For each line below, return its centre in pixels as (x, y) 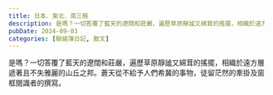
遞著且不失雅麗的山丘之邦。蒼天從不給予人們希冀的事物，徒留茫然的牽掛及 (133, 73)
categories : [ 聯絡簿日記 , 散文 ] (59, 39)
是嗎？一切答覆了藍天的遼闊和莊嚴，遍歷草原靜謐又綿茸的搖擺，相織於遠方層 (136, 63)
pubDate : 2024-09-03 (43, 31)
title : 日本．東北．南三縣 (49, 16)
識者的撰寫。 (44, 83)
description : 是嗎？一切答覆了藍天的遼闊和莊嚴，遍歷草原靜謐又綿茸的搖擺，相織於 (132, 24)
